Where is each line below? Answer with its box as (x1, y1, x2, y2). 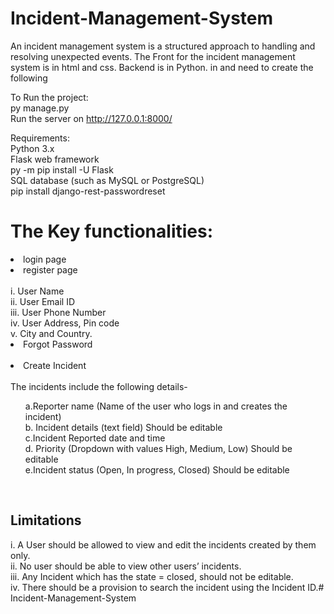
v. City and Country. (10, 327, 93, 339)
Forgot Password (23, 338, 93, 350)
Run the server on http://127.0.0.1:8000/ (10, 112, 173, 124)
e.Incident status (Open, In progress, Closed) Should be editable (24, 463, 290, 476)
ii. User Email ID (10, 295, 76, 307)
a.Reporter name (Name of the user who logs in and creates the (24, 400, 288, 412)
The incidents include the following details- (10, 380, 188, 392)
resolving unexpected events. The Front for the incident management (10, 50, 296, 62)
